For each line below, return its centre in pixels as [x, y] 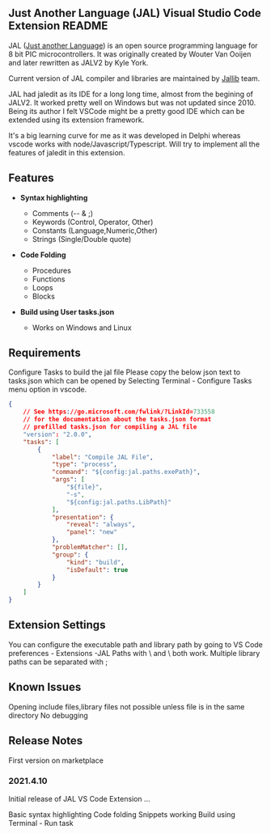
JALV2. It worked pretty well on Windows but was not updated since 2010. [132, 102]
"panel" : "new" [91, 532]
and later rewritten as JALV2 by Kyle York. [78, 62]
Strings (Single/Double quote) [82, 239]
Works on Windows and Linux [82, 328]
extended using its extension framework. [76, 120]
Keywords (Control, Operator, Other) [93, 222]
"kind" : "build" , [95, 562]
